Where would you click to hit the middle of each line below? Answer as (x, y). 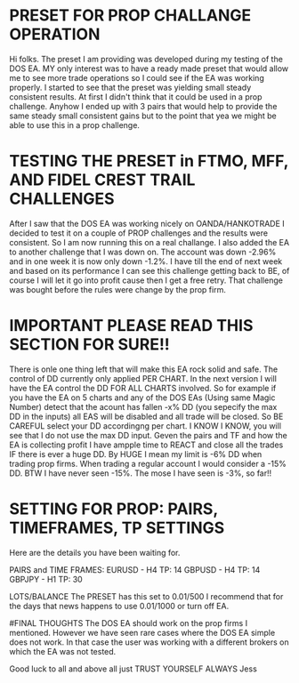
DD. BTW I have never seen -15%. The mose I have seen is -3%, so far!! (141, 473)
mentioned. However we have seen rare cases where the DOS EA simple (142, 632)
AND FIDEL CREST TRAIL (102, 180)
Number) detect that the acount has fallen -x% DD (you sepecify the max (143, 406)
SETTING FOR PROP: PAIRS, (113, 509)
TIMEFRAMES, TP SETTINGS (117, 528)
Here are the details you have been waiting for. (95, 552)
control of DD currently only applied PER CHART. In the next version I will (143, 378)
